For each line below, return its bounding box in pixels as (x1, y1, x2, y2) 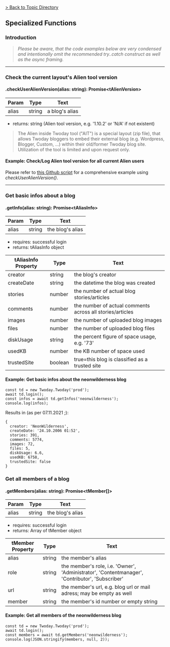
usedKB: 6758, (10, 455, 39, 460)
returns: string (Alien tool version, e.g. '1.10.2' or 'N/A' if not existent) (12, 120, 155, 126)
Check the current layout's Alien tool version (5, 73, 118, 80)
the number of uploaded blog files (74, 325, 155, 332)
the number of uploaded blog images (74, 317, 162, 324)
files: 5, (10, 446, 30, 451)
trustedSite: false (10, 459, 51, 464)
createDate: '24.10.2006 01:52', (10, 428, 80, 434)
